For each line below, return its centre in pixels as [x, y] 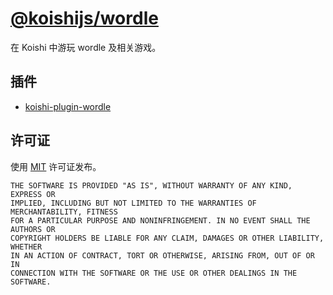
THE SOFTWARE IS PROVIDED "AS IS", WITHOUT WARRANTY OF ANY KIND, [151, 185]
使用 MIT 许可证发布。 [56, 166]
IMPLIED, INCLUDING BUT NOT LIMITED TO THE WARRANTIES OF [133, 203]
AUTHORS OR [33, 229]
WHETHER [26, 247]
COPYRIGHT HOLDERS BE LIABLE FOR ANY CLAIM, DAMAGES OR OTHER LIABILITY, [167, 238]
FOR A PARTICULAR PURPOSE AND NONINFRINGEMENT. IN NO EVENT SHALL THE [160, 220]
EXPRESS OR [33, 194]
